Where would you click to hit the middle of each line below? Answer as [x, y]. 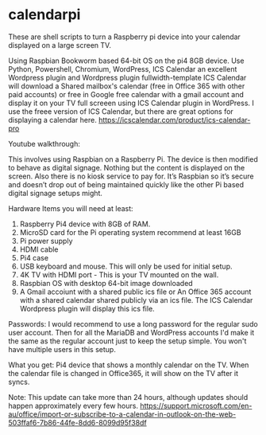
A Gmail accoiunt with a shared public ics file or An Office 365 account [135, 292]
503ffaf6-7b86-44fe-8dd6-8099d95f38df [77, 422]
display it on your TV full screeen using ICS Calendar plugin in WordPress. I [131, 103]
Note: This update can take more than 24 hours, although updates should [128, 397]
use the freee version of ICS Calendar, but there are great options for [121, 111]
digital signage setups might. [56, 193]
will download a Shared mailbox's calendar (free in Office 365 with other [127, 86]
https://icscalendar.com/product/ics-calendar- [174, 120]
